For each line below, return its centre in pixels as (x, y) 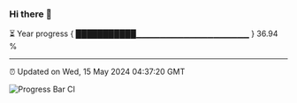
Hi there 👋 (31, 14)
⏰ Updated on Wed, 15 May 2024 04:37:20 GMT (97, 72)
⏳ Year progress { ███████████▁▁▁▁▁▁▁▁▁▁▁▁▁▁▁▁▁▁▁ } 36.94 (144, 33)
